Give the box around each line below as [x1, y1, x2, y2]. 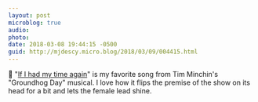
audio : [8, 26, 30, 34]
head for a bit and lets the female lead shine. [8, 86, 152, 95]
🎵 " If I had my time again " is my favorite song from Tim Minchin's [8, 70, 218, 78]
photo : [8, 33, 30, 42]
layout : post [8, 11, 51, 20]
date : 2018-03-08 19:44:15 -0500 [8, 41, 118, 49]
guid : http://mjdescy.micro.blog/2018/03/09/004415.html [8, 48, 198, 56]
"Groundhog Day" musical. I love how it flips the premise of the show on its [8, 78, 251, 87]
